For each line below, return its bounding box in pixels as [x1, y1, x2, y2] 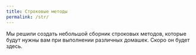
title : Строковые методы [6, 8, 68, 15]
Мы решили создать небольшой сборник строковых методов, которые [6, 30, 187, 37]
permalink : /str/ [6, 14, 49, 20]
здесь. [6, 42, 23, 50]
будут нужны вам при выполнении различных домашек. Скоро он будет [6, 36, 190, 43]
